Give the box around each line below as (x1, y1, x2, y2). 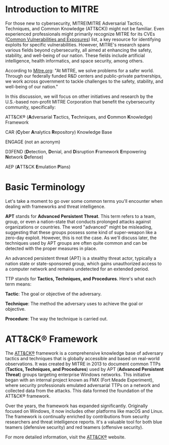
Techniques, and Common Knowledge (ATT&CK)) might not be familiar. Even (5, 25, 164, 31)
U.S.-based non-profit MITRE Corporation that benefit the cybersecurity (5, 98, 155, 104)
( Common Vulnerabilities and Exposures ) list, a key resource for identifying (5, 36, 161, 42)
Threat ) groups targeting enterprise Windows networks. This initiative (5, 371, 150, 377)
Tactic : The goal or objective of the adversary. (5, 291, 102, 297)
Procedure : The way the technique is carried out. (5, 315, 108, 321)
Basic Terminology (5, 182, 85, 193)
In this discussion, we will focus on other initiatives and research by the (5, 93, 153, 99)
